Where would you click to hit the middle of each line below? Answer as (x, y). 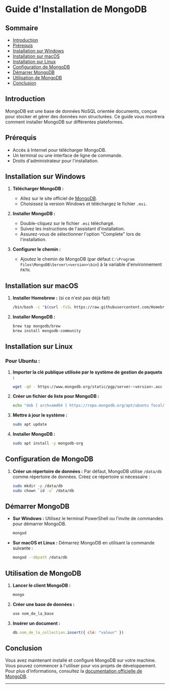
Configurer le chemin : (37, 249)
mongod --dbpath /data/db (40, 558)
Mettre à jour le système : (40, 415)
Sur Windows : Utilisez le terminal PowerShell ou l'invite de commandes (88, 519)
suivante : (23, 548)
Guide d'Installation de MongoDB (76, 9)
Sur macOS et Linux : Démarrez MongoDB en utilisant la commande (83, 543)
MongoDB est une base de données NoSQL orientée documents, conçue (81, 111)
